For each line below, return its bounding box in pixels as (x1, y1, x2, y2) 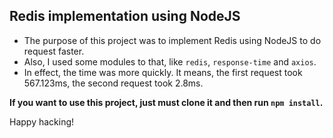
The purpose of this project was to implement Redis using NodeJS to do (23, 34, 322, 46)
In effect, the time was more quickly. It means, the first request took (23, 66, 303, 78)
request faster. (23, 45, 85, 57)
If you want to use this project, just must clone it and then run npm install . (9, 96, 324, 108)
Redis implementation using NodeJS (9, 8, 241, 25)
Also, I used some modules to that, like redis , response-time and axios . (23, 55, 317, 68)
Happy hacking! (9, 115, 75, 128)
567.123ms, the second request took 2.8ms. (23, 77, 204, 89)
